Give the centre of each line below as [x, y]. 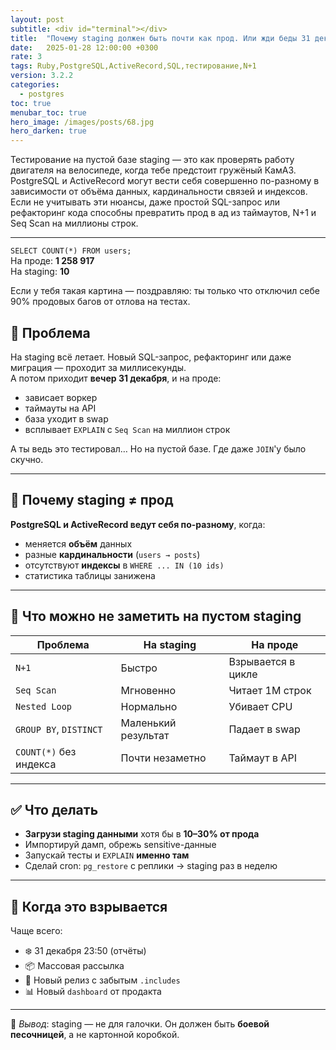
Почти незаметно [163, 758]
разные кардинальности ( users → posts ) [112, 554]
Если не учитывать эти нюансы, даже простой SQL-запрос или [145, 202]
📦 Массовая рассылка [74, 966]
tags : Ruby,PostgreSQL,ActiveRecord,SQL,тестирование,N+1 [133, 66]
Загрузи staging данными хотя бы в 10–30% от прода [142, 834]
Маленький [148, 723]
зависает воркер [61, 397]
